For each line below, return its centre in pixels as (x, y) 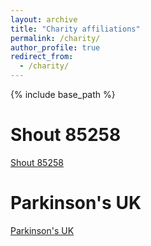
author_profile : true (55, 47)
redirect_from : (42, 57)
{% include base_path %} (63, 94)
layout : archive (44, 19)
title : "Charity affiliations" (75, 29)
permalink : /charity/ (55, 38)
